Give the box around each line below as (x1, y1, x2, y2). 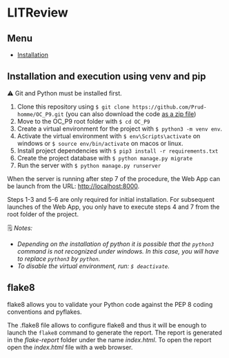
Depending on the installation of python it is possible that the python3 (17, 240, 215, 248)
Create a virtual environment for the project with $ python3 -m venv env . (17, 124, 223, 133)
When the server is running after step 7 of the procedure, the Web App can (7, 174, 221, 182)
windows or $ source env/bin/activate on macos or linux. (17, 139, 184, 147)
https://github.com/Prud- (132, 104, 207, 111)
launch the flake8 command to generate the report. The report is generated (7, 328, 223, 337)
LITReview (7, 5, 69, 21)
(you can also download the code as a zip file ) (65, 109, 197, 118)
